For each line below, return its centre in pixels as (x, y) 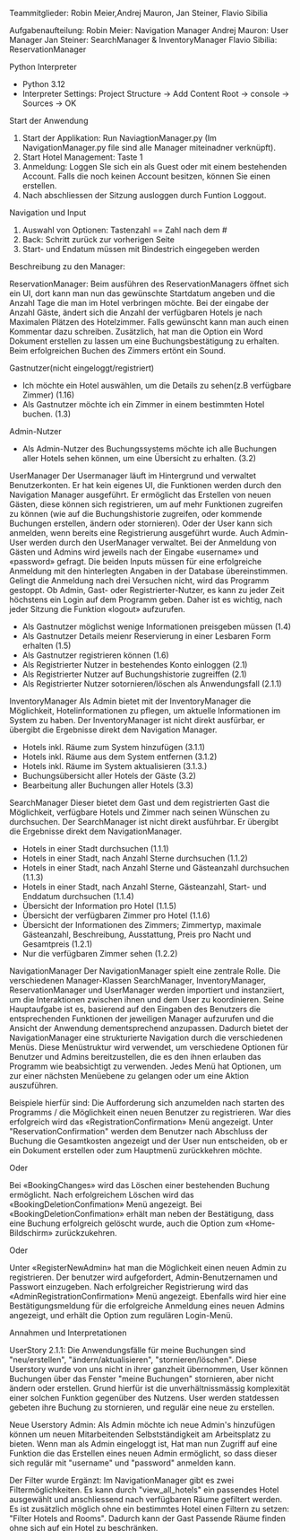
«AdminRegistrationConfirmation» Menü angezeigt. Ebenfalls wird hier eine (148, 1296)
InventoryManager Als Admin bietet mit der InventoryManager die (130, 701)
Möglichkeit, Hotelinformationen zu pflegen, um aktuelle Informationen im (145, 711)
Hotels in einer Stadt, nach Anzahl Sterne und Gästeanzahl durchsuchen (155, 868)
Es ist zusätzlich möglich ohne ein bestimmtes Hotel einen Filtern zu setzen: (149, 1509)
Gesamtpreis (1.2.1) (57, 944)
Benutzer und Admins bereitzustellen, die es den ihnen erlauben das (135, 1057)
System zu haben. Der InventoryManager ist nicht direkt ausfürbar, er (137, 720)
